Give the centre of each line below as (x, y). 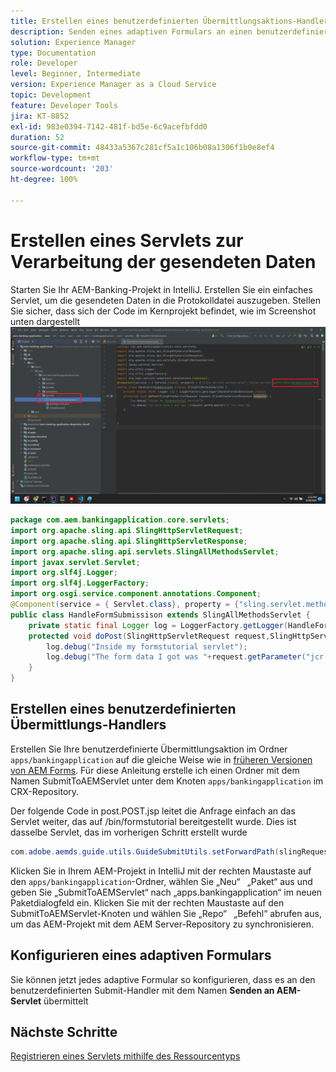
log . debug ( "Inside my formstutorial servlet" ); (147, 646)
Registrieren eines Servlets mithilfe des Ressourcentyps (125, 1056)
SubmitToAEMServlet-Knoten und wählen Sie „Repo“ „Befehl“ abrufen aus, (166, 913)
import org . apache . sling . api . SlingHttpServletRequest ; (127, 530)
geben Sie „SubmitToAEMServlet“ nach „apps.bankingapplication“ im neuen (166, 892)
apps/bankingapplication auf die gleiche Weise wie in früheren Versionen (161, 759)
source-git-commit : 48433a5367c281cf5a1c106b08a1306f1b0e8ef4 (142, 148)
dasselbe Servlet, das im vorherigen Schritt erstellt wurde (129, 832)
